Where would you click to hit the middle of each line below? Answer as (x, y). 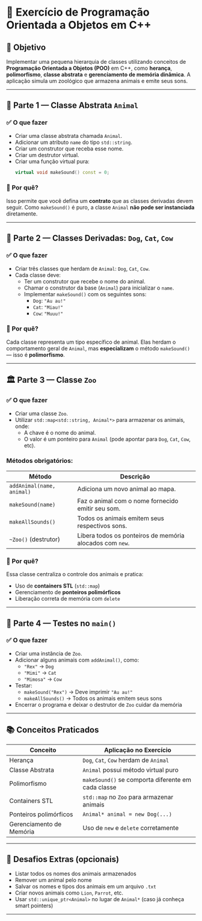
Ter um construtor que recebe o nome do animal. (84, 281)
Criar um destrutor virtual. (47, 155)
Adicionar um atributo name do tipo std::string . (74, 142)
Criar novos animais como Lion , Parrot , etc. (69, 893)
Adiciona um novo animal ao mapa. (127, 489)
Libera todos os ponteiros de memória (131, 535)
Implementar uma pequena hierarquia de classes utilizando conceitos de (96, 62)
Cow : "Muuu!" (48, 313)
